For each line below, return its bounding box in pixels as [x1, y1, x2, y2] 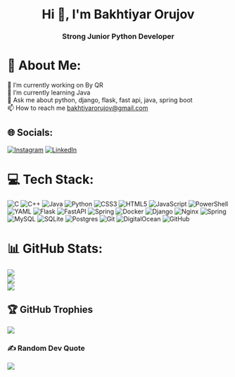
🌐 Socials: [7, 127, 53, 139]
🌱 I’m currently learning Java [7, 88, 91, 97]
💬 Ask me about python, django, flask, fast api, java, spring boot [7, 96, 193, 104]
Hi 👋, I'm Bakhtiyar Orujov [42, 6, 195, 23]
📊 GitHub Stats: [7, 240, 103, 257]
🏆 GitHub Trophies [7, 304, 94, 316]
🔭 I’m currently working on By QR [7, 81, 103, 89]
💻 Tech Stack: [7, 172, 94, 187]
